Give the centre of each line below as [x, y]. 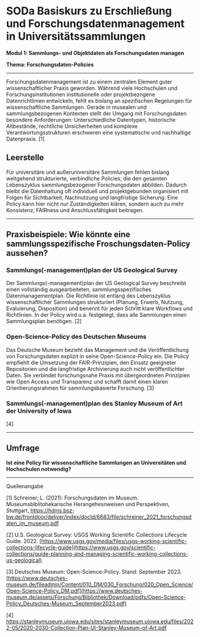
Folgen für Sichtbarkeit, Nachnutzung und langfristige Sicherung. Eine [92, 197]
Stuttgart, [18, 510]
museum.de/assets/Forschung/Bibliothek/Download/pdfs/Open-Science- [96, 597]
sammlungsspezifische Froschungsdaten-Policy [98, 244]
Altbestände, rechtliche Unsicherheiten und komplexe [72, 126]
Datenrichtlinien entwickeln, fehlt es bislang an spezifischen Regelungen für [99, 100]
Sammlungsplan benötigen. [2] [44, 321]
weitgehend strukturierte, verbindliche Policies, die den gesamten [87, 178]
